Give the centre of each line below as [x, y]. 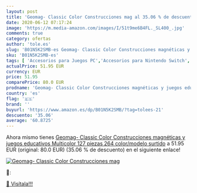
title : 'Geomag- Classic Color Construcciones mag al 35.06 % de [87, 17]
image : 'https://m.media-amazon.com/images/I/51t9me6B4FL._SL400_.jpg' [95, 28]
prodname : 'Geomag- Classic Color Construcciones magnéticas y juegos [94, 88]
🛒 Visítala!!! [20, 184]
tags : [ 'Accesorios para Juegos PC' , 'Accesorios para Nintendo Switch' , [98, 60]
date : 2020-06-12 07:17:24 [39, 22]
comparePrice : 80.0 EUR [35, 83]
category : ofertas [28, 39]
